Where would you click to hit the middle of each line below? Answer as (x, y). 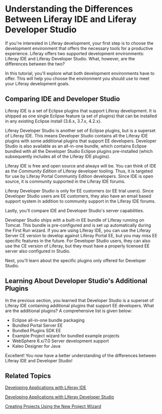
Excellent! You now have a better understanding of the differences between (81, 355)
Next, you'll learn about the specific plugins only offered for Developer (76, 260)
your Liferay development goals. (37, 83)
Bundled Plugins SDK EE (36, 330)
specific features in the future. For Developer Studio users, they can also (78, 241)
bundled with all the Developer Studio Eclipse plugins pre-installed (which (79, 151)
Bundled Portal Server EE (37, 325)
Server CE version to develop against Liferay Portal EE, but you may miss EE (81, 235)
